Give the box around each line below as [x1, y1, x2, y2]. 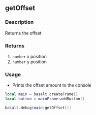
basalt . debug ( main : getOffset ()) [5, 106, 71, 111]
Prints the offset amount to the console [12, 82, 92, 88]
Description [5, 19, 34, 26]
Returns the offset [5, 30, 42, 36]
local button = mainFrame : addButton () [5, 96, 85, 102]
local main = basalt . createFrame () [5, 92, 78, 97]
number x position [12, 53, 47, 59]
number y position [12, 59, 47, 65]
